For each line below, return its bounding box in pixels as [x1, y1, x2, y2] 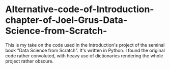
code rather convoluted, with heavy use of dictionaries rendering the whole [5, 52, 163, 59]
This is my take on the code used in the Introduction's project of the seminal [5, 42, 165, 48]
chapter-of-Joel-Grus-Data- [5, 14, 128, 26]
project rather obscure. [5, 58, 54, 64]
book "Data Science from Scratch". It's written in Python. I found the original [5, 47, 165, 53]
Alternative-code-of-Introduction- [5, 4, 154, 15]
